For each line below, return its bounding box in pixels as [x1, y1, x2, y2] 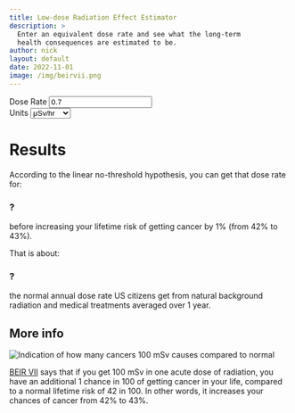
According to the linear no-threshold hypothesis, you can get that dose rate [9, 169, 287, 179]
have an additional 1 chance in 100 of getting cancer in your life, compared [9, 376, 283, 387]
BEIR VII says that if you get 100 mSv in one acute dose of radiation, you [9, 367, 275, 377]
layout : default [9, 54, 70, 63]
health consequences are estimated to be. [17, 37, 177, 47]
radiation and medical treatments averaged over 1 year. [9, 300, 211, 310]
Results [9, 139, 67, 160]
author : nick [9, 46, 58, 55]
